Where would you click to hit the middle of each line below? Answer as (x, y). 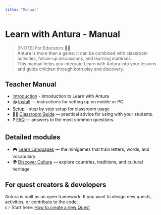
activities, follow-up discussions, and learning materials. (75, 58)
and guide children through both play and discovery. (71, 69)
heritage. (22, 169)
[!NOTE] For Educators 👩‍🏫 (44, 48)
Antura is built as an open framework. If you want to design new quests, (79, 196)
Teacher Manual (31, 84)
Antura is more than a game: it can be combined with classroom (82, 53)
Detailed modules (33, 137)
